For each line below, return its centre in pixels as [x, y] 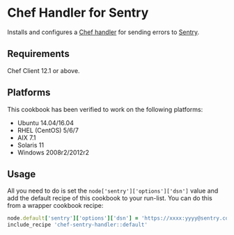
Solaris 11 [30, 145]
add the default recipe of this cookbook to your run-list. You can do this [110, 198]
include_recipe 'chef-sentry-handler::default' [78, 225]
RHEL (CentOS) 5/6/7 [48, 130]
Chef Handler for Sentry [78, 13]
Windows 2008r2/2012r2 [53, 152]
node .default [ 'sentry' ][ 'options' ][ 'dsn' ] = [73, 218]
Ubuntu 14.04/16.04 [46, 122]
